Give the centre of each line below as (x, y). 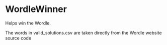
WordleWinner (36, 9)
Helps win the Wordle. (28, 23)
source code (18, 38)
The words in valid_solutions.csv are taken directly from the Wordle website (83, 32)
